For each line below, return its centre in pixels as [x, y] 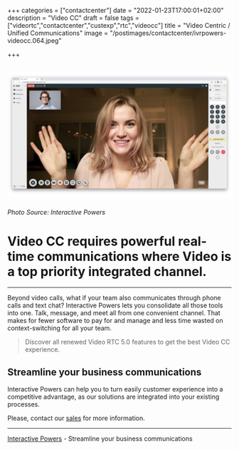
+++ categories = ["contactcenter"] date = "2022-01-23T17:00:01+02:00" [116, 10]
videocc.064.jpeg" [34, 41]
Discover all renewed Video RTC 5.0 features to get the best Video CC [127, 342]
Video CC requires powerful [91, 241]
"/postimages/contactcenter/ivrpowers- [168, 33]
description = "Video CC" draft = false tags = [74, 18]
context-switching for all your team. [60, 328]
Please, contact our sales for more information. [76, 418]
